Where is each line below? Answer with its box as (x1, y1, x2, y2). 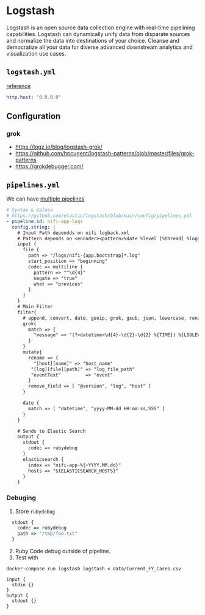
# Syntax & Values (6, 207, 53, 213)
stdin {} (12, 582, 34, 588)
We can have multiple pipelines (6, 195, 85, 202)
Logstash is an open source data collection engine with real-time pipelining (6, 24, 195, 31)
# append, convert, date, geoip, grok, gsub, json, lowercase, (22, 315, 187, 321)
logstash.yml (6, 68, 56, 76)
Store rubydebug (15, 507, 56, 515)
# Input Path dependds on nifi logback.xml (17, 230, 130, 236)
